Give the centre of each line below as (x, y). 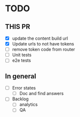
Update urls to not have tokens (43, 44)
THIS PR (18, 27)
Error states (24, 88)
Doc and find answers (41, 94)
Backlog (20, 99)
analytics (29, 105)
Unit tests (22, 55)
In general (21, 76)
